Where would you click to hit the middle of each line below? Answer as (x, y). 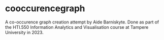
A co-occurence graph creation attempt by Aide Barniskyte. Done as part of (82, 22)
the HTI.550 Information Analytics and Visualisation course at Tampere (77, 27)
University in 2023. (24, 32)
